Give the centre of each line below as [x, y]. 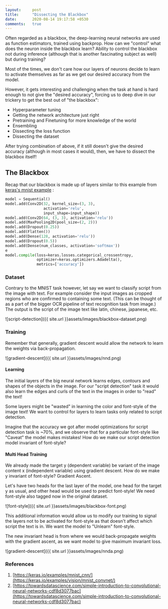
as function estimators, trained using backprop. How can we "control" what [83, 44]
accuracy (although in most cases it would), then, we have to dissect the [80, 151]
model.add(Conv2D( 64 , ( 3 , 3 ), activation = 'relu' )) [59, 218]
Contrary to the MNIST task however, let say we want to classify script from [83, 288]
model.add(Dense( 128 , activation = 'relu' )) [50, 237]
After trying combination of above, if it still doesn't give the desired [74, 146]
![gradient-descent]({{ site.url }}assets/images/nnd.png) [63, 358]
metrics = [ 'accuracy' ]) [60, 264]
